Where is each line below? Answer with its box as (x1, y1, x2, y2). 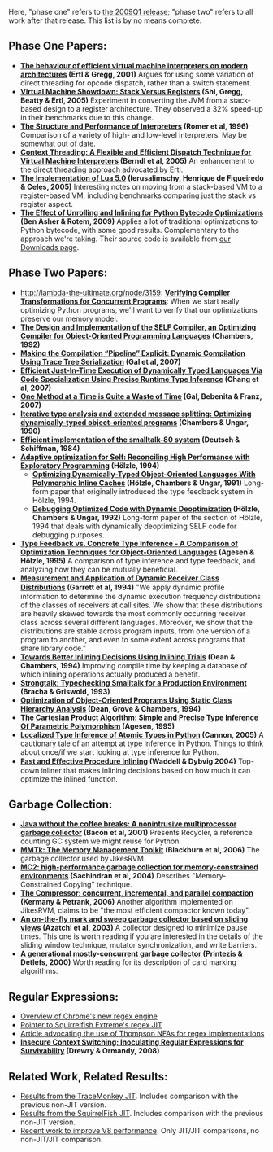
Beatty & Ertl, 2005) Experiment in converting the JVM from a (19, 95, 228, 105)
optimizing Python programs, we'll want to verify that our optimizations (19, 304, 258, 314)
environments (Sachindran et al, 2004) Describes (19, 871, 191, 881)
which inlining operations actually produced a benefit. (19, 669, 201, 679)
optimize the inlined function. (19, 773, 118, 784)
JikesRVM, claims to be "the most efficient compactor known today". (19, 905, 250, 915)
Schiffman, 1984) (19, 443, 80, 453)
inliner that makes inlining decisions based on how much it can (41, 765, 251, 775)
